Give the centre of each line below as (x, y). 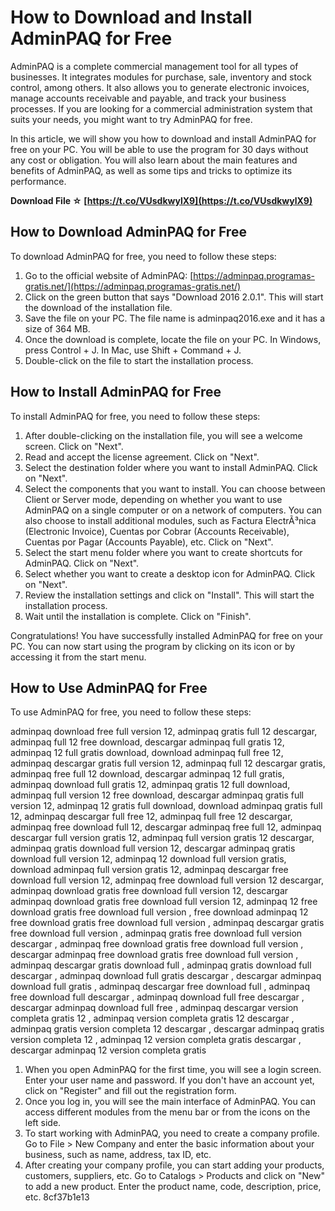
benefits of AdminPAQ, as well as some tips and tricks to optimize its (151, 170)
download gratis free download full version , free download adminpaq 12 (159, 912)
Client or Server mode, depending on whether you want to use (153, 499)
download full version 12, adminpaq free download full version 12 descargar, (167, 880)
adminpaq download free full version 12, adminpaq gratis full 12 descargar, (164, 732)
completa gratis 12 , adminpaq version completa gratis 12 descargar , (152, 1018)
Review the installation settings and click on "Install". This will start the (169, 595)
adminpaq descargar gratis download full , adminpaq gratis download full (161, 965)
